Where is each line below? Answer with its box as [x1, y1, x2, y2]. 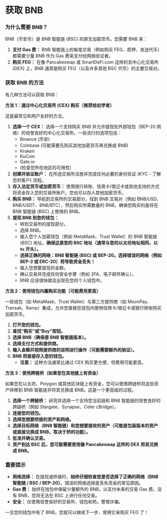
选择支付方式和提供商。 [12, 340, 61, 346]
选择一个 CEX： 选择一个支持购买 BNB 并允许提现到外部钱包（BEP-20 [12, 123, 156, 129]
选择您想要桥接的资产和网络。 [12, 416, 74, 422]
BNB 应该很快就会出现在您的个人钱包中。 [19, 277, 105, 283]
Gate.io [19, 158, 35, 164]
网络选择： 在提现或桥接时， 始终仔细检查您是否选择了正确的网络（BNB [12, 474, 159, 480]
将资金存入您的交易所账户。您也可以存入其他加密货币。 [12, 189, 126, 195]
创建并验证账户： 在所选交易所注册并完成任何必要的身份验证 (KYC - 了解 [12, 171, 161, 177]
